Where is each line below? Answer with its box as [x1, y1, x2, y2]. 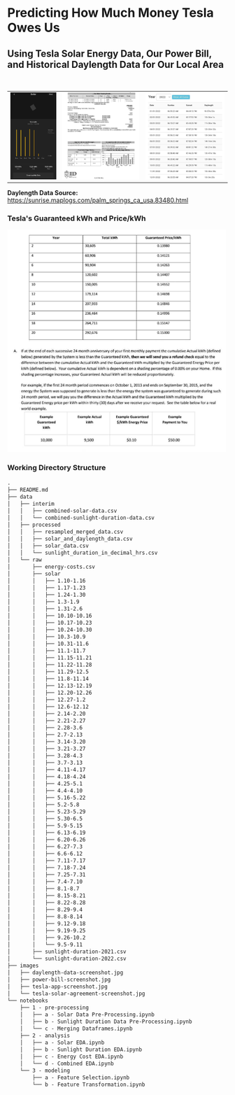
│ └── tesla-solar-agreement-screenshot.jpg [7, 990, 145, 998]
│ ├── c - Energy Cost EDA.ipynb [20, 1053, 124, 1061]
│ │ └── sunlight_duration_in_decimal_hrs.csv [7, 549, 158, 557]
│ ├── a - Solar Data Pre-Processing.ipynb [20, 1011, 155, 1019]
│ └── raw [7, 556, 42, 564]
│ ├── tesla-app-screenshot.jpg [7, 983, 108, 991]
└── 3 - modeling [20, 1067, 71, 1075]
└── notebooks [7, 997, 49, 1005]
